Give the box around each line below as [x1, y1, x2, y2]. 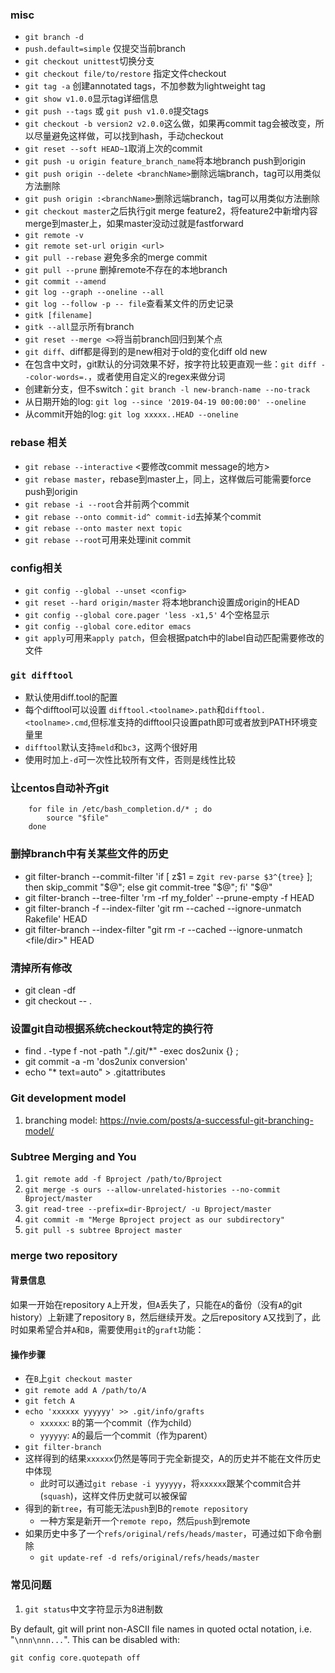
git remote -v [24, 231, 84, 241]
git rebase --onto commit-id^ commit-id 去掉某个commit [24, 510, 262, 522]
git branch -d [24, 33, 84, 43]
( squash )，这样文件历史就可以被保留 [39, 1490, 188, 1502]
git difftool [10, 669, 74, 681]
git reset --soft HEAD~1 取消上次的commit [24, 143, 203, 155]
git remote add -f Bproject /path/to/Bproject [24, 1174, 223, 1184]
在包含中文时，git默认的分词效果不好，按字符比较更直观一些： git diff [24, 358, 317, 370]
